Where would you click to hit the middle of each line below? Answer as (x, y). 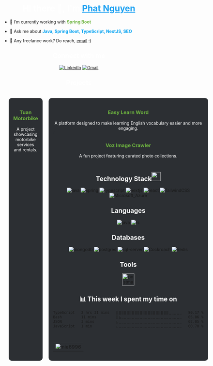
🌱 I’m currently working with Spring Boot (50, 22)
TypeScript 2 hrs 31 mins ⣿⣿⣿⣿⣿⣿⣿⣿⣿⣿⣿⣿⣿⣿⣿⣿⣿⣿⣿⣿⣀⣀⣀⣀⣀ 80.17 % (128, 313)
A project (25, 129)
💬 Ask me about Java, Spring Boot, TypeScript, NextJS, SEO (71, 31)
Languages (128, 211)
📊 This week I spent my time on (129, 299)
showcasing (26, 134)
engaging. (128, 128)
